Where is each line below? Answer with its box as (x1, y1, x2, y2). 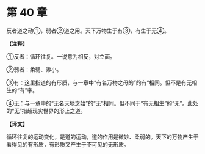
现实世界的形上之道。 (32, 107, 87, 114)
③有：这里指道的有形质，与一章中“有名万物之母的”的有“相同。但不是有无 (6, 79, 192, 86)
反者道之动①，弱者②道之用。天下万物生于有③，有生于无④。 (6, 27, 170, 34)
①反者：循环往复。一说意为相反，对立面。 (6, 53, 116, 60)
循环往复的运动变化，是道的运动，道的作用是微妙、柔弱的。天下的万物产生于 (6, 133, 199, 141)
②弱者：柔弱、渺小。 (6, 65, 62, 73)
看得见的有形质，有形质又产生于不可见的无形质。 (6, 141, 129, 148)
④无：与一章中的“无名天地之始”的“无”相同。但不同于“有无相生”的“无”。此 (6, 99, 193, 107)
